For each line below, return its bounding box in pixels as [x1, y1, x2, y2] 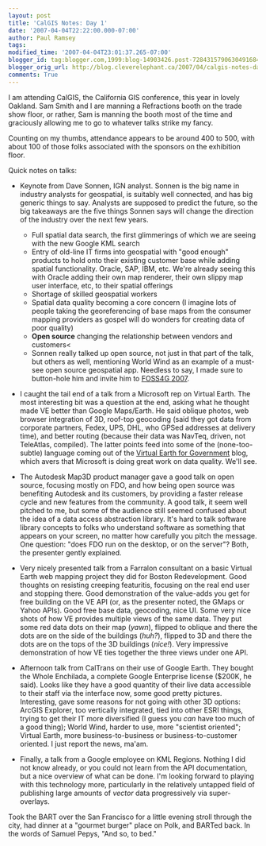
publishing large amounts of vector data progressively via [19, 788, 207, 798]
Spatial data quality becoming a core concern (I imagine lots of [31, 297, 237, 307]
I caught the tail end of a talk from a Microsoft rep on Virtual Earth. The [19, 388, 251, 398]
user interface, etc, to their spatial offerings [31, 280, 173, 290]
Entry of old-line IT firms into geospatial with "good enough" [31, 247, 230, 257]
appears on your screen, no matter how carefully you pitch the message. [19, 531, 257, 540]
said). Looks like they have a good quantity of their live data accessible [19, 680, 252, 690]
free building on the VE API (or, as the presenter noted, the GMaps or [19, 597, 245, 606]
